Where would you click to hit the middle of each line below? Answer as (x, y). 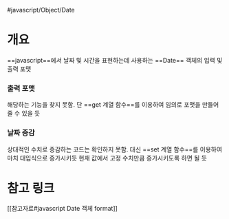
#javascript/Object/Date (41, 10)
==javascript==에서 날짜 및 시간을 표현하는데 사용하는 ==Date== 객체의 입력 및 (115, 60)
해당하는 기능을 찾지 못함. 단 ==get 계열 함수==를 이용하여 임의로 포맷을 (104, 105)
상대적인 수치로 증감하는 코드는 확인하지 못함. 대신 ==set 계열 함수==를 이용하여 (115, 149)
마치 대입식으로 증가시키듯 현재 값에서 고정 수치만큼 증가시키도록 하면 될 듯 (107, 158)
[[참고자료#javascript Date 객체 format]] (63, 209)
